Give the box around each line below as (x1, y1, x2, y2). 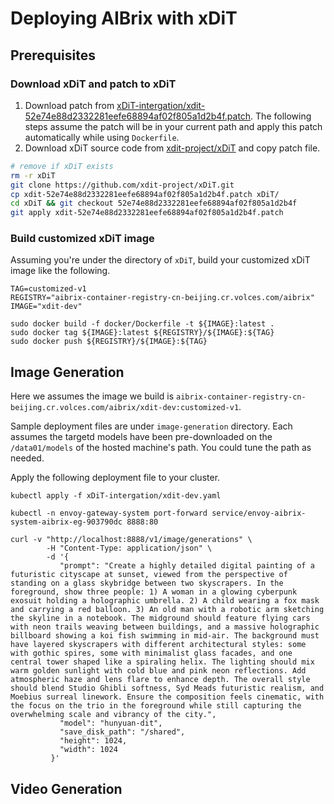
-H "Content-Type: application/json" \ (46, 543, 213, 554)
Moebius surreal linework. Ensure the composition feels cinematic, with (10, 692, 325, 702)
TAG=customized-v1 (10, 284, 87, 294)
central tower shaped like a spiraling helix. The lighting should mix (10, 657, 315, 667)
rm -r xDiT (10, 170, 56, 181)
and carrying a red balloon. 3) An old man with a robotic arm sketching (10, 605, 325, 615)
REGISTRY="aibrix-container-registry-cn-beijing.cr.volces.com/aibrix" (10, 293, 315, 303)
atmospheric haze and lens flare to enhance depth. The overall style (10, 675, 311, 685)
